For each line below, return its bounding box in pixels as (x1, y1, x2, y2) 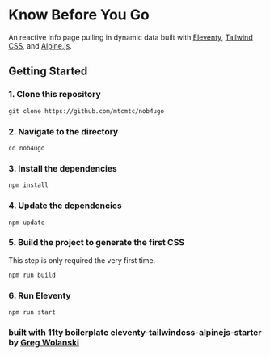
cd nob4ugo (8, 144, 45, 152)
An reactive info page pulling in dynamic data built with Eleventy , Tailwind (8, 32, 253, 42)
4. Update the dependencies (8, 200, 123, 211)
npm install (8, 181, 49, 189)
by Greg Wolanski (8, 337, 79, 349)
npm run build (8, 271, 57, 279)
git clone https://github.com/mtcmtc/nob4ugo (8, 107, 164, 115)
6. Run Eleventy (8, 290, 71, 301)
